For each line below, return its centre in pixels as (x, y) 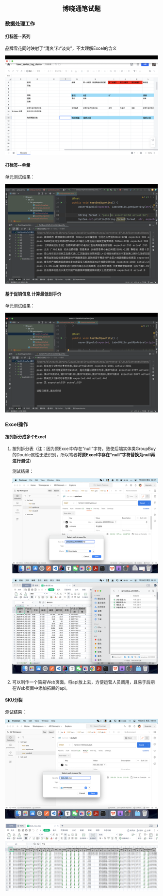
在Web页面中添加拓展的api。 (41, 688)
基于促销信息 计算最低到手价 (33, 293)
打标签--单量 (18, 165)
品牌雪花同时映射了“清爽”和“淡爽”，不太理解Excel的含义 (61, 48)
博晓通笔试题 (81, 9)
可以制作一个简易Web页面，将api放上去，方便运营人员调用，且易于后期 (83, 682)
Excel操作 (16, 424)
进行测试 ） (23, 461)
